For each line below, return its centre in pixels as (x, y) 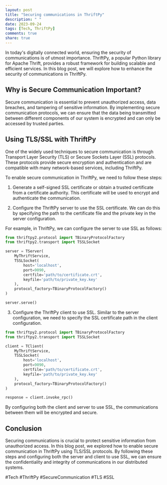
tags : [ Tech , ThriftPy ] (30, 29)
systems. (15, 467)
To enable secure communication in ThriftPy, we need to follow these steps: (84, 177)
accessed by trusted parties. (35, 123)
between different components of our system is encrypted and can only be (83, 118)
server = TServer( (24, 251)
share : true (18, 38)
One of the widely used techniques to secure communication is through (79, 152)
